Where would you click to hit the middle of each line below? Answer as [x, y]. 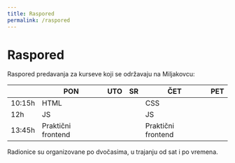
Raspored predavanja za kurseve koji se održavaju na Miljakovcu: [101, 74]
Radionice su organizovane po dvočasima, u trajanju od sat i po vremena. [113, 152]
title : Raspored [31, 14]
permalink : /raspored [39, 20]
